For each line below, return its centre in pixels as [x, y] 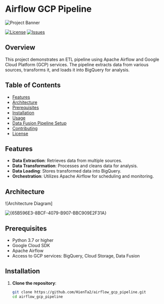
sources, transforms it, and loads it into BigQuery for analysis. [67, 70]
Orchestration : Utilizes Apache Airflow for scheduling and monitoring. [83, 176]
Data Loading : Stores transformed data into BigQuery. [67, 171]
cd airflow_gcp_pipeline [37, 297]
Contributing [25, 128]
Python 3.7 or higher [33, 240]
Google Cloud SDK [31, 245]
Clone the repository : [34, 283]
